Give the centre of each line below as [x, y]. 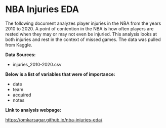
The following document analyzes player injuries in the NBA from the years [83, 23]
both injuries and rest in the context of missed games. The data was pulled [83, 39]
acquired [22, 95]
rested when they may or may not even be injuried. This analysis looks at [81, 34]
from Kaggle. [19, 45]
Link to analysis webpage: [33, 110]
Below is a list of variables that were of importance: [60, 74]
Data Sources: [20, 55]
